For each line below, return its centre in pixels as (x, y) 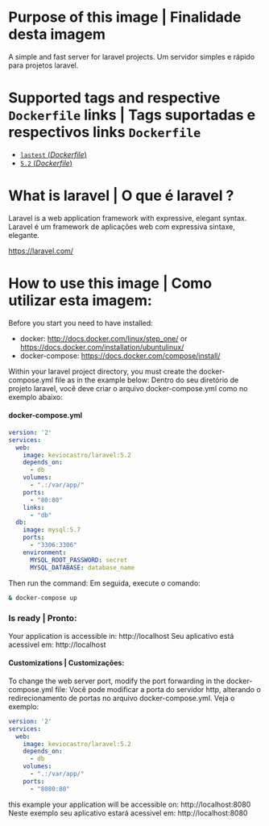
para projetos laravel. (43, 65)
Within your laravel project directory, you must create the (103, 371)
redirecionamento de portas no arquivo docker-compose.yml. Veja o (122, 698)
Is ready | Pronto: (43, 619)
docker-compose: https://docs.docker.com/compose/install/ (120, 356)
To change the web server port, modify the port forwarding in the (117, 681)
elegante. (24, 235)
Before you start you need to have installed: (81, 323)
